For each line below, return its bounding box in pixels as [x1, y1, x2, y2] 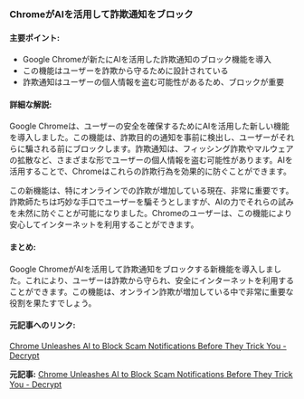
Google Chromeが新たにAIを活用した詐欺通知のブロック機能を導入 [22, 54, 271, 65]
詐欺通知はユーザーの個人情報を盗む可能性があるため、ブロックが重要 [22, 77, 285, 88]
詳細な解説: [9, 99, 52, 109]
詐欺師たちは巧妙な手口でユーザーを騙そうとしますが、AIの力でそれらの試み [9, 196, 294, 207]
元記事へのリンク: [9, 319, 76, 331]
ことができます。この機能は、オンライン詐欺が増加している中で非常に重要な [9, 286, 294, 297]
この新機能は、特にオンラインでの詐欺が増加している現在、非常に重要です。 [9, 185, 294, 196]
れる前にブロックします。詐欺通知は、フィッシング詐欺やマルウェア [40, 143, 294, 155]
